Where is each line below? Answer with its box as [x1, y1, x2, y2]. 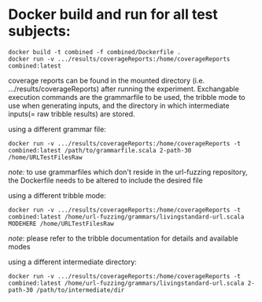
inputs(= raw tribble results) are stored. [8, 109, 135, 119]
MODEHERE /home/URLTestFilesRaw [8, 219, 114, 227]
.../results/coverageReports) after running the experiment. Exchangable [8, 84, 240, 94]
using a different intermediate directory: [8, 257, 138, 267]
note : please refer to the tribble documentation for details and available [8, 234, 238, 243]
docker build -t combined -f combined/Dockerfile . [8, 48, 181, 56]
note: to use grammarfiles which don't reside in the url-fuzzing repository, [8, 167, 248, 176]
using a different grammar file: [8, 124, 106, 134]
